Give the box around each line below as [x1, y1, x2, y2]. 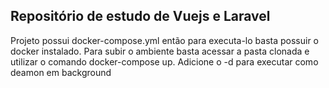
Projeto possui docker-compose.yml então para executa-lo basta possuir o [10, 34, 320, 46]
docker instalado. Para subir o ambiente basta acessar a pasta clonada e [10, 45, 310, 57]
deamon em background [10, 66, 112, 78]
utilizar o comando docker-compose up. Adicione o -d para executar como [10, 55, 319, 68]
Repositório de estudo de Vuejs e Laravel [10, 8, 271, 25]
